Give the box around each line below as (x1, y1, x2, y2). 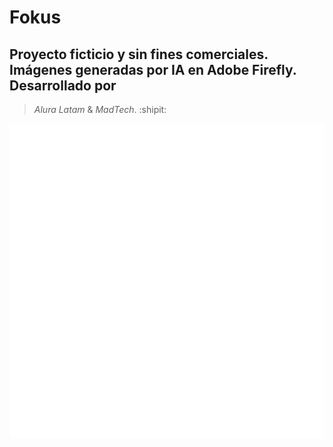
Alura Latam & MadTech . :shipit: (33, 104, 167, 115)
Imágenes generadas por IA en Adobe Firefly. (9, 61, 297, 78)
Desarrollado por (9, 77, 117, 94)
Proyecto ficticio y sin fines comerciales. (9, 46, 269, 63)
